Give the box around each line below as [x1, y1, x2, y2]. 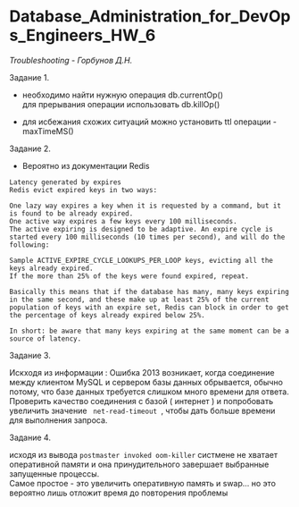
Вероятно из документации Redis [21, 160, 150, 171]
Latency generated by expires [9, 177, 122, 187]
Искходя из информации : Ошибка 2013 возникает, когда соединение [9, 367, 275, 377]
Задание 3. [9, 350, 51, 360]
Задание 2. [9, 143, 52, 154]
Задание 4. [9, 432, 52, 443]
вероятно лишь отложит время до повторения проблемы [9, 487, 228, 498]
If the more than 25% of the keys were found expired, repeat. [9, 271, 250, 281]
